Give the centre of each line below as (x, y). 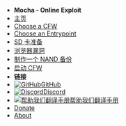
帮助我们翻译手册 (94, 100)
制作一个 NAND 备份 (43, 59)
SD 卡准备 (28, 42)
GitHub (51, 84)
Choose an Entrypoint (45, 33)
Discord (54, 92)
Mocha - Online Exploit (47, 10)
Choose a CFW (36, 26)
